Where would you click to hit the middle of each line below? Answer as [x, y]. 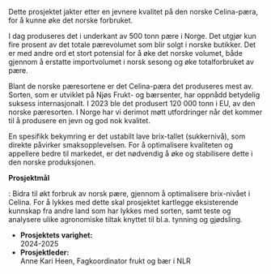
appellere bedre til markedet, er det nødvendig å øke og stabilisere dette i [131, 154]
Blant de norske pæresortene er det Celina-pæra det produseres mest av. [131, 86]
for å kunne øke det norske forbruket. [71, 20]
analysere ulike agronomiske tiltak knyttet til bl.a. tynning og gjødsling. [125, 219]
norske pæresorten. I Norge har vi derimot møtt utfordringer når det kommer [135, 112]
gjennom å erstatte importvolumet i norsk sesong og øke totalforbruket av [131, 62]
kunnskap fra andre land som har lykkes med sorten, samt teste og [120, 211]
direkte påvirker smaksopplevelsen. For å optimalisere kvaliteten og [121, 145]
